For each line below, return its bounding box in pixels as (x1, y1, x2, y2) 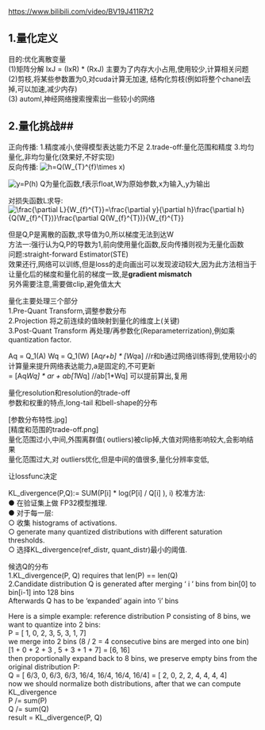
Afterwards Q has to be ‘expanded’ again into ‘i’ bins (8, 596, 179, 605)
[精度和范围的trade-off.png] (8, 424, 99, 434)
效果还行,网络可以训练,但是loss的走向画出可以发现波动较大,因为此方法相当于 (8, 259, 257, 268)
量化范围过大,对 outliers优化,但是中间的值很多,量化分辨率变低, (8, 454, 209, 464)
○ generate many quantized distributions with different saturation (8, 527, 223, 536)
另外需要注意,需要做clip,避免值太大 (8, 279, 121, 288)
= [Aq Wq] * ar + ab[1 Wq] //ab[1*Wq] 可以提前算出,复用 (8, 371, 188, 380)
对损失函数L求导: (8, 195, 63, 205)
